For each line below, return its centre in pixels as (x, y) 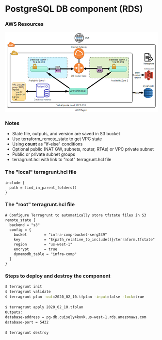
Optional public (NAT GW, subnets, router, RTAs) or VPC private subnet (83, 149)
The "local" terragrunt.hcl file (41, 172)
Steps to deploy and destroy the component (58, 276)
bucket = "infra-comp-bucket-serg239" (61, 235)
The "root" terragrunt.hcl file (40, 205)
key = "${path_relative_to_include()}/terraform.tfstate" (84, 239)
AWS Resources (24, 24)
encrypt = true (35, 249)
